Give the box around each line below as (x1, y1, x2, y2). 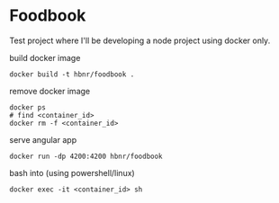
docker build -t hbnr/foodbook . (9, 69, 135, 79)
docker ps (9, 102, 47, 112)
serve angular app (9, 134, 77, 145)
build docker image (9, 52, 81, 63)
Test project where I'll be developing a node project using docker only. (9, 35, 271, 46)
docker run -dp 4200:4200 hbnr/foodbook (9, 152, 164, 161)
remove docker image (9, 85, 91, 96)
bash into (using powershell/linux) (9, 167, 135, 178)
